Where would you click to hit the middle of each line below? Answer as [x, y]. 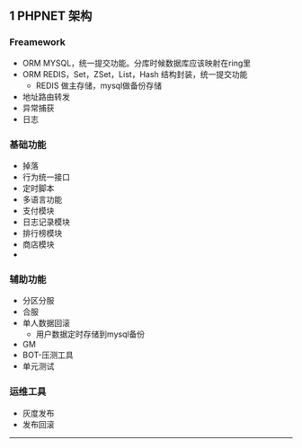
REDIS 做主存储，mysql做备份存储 [99, 85]
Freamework [37, 42]
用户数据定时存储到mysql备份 [90, 334]
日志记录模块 [46, 222]
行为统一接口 [46, 177]
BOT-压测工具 [48, 355]
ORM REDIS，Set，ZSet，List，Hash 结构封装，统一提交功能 [135, 74]
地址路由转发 [46, 96]
